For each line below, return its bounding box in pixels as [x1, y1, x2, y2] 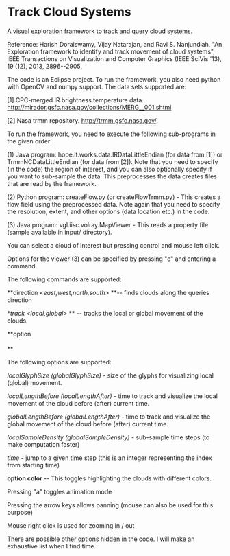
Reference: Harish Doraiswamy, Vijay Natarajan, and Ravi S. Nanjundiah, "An [7, 40, 222, 48]
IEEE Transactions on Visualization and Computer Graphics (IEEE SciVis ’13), [7, 54, 222, 62]
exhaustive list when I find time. [7, 542, 97, 550]
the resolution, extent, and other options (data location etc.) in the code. [7, 207, 210, 216]
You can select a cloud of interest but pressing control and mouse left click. [7, 241, 220, 249]
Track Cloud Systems [7, 4, 131, 20]
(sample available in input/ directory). [7, 228, 112, 236]
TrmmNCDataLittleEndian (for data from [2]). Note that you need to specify [7, 157, 218, 165]
